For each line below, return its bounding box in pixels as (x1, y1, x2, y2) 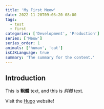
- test (10, 21, 24, 27)
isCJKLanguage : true (5, 50, 50, 55)
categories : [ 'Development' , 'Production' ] (5, 31, 100, 36)
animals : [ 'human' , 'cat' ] (5, 45, 63, 50)
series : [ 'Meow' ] (5, 36, 43, 41)
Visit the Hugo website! (5, 98, 55, 104)
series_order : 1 (5, 41, 40, 46)
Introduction (5, 73, 46, 82)
